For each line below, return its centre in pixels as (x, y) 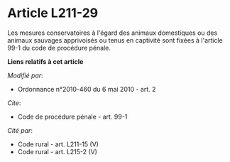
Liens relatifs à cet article (45, 61)
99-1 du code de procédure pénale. (59, 48)
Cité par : (20, 130)
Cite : (14, 103)
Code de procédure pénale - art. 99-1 (72, 117)
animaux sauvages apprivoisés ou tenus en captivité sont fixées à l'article (115, 40)
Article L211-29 (53, 13)
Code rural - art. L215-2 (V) (57, 151)
